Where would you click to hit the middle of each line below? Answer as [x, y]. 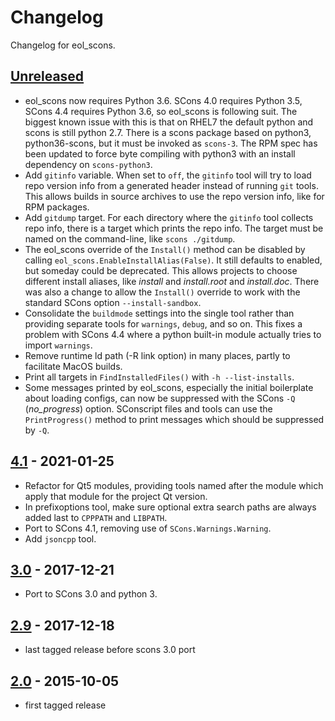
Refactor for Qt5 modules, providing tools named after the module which [174, 485]
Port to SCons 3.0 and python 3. [91, 594]
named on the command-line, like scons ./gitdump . [130, 238]
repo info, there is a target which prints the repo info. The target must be [174, 228]
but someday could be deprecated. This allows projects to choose [161, 270]
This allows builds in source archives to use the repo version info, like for [174, 196]
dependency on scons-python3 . [88, 164]
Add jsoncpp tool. [60, 538]
